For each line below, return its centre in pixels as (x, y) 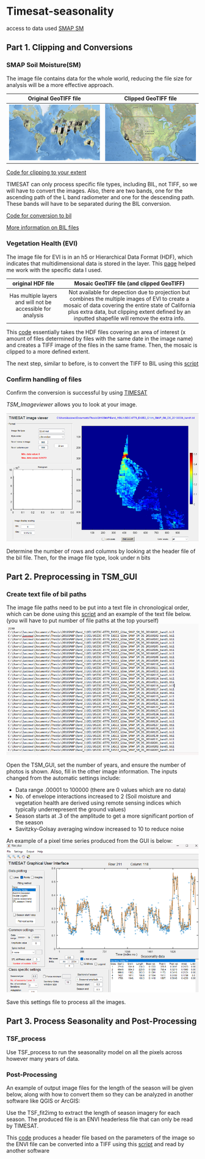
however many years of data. (43, 1058)
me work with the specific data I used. (54, 270)
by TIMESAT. (23, 1126)
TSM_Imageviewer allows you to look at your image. (72, 405)
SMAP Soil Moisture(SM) (44, 65)
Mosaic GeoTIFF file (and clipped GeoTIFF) (129, 284)
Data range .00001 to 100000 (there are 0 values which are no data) (100, 790)
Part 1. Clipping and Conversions (70, 47)
